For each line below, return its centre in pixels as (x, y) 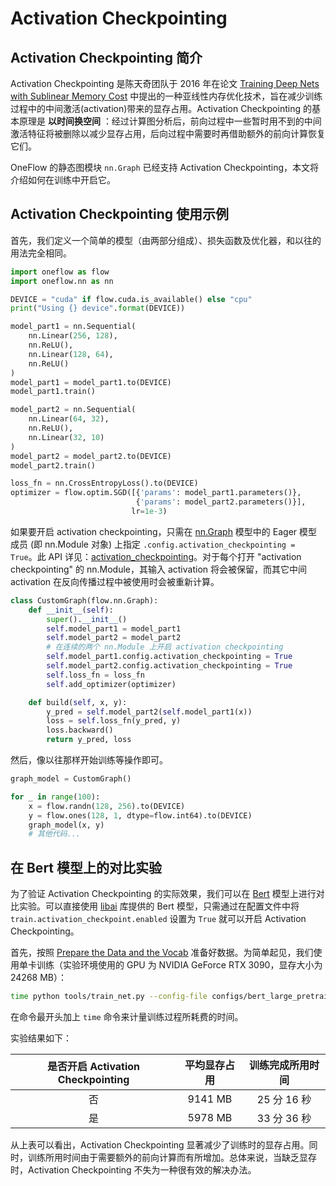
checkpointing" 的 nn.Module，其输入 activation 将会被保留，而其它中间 (158, 569)
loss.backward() (80, 730)
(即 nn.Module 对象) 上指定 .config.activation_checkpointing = (162, 544)
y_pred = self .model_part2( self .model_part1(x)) (149, 712)
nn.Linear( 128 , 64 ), (71, 354)
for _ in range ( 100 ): (55, 797)
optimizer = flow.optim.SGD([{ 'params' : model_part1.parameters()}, (156, 493)
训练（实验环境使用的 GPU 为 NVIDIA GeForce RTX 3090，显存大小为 (179, 965)
